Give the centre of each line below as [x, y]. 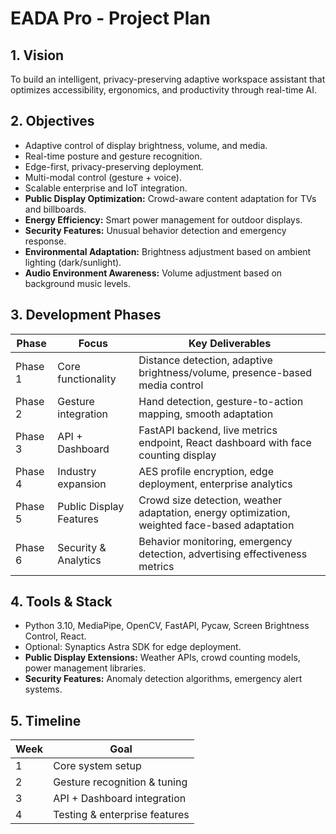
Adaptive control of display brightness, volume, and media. [146, 145]
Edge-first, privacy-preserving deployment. [114, 166]
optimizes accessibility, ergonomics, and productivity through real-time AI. [164, 90]
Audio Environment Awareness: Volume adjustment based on [153, 273]
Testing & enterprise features [121, 815]
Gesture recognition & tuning [120, 782]
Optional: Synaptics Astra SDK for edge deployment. [133, 647]
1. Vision [37, 55]
